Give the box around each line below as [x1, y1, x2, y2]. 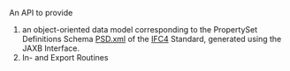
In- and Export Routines [21, 53, 109, 62]
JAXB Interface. [21, 43, 80, 53]
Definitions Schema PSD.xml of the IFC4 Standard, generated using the [21, 34, 282, 44]
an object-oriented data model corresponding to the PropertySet [21, 25, 258, 34]
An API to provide [9, 8, 73, 18]
